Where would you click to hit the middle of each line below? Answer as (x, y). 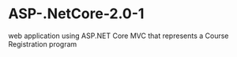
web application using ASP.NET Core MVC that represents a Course (118, 36)
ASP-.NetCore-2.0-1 (76, 14)
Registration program (43, 44)
